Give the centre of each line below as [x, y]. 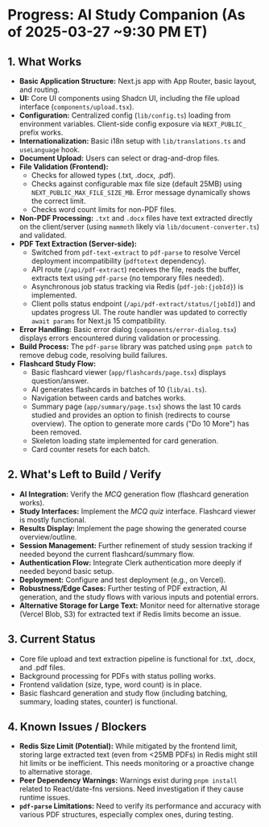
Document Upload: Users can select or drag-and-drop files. [119, 158]
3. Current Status [52, 640]
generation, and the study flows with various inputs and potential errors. [139, 596]
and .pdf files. [42, 667]
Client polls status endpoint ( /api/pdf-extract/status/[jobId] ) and [143, 303]
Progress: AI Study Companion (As [127, 15]
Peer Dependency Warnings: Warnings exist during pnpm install [128, 780]
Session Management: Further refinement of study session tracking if [136, 545]
